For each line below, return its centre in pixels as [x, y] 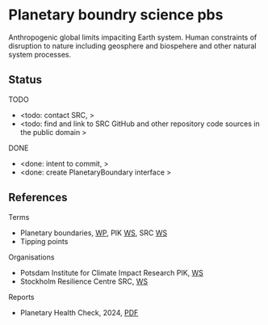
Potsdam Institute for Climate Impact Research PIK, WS [112, 272]
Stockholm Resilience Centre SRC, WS [84, 281]
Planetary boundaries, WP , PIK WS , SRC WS [94, 233]
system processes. [40, 54]
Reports [21, 297]
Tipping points [44, 241]
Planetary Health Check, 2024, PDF [79, 312]
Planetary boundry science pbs [116, 15]
